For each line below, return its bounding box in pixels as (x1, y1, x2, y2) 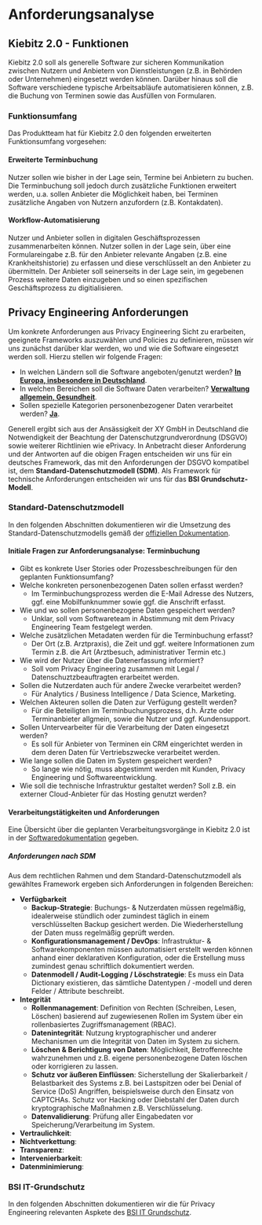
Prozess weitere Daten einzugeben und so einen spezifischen (8, 274, 208, 284)
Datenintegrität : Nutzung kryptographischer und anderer (31, 1028, 217, 1038)
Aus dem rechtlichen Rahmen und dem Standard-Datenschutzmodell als (8, 871, 242, 881)
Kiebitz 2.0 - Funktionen (8, 37, 129, 50)
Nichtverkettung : (19, 1137, 77, 1146)
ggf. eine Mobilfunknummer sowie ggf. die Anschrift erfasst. (31, 598, 226, 607)
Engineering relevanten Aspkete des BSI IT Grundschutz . (8, 1208, 192, 1217)
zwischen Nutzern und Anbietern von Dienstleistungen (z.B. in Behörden (8, 66, 242, 75)
